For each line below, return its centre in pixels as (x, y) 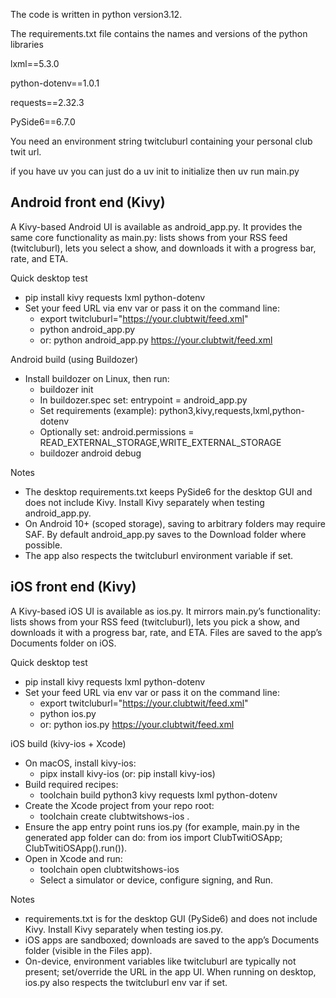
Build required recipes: (71, 784)
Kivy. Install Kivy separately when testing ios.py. (124, 929)
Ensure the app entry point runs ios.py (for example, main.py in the (162, 826)
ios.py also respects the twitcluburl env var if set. (126, 982)
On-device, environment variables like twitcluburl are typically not (160, 961)
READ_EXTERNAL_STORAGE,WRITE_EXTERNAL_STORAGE (160, 442)
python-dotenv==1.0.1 (55, 83)
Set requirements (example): (98, 410)
